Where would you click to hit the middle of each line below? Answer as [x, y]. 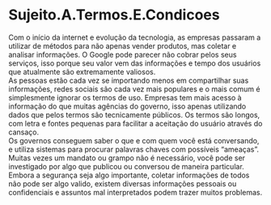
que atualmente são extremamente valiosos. [82, 71]
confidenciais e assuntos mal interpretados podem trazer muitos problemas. [135, 192]
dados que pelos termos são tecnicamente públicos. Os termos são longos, [134, 114]
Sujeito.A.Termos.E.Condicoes [114, 15]
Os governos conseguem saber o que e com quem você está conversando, [134, 140]
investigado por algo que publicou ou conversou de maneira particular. [126, 166]
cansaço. [23, 132]
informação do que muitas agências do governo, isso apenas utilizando [127, 106]
